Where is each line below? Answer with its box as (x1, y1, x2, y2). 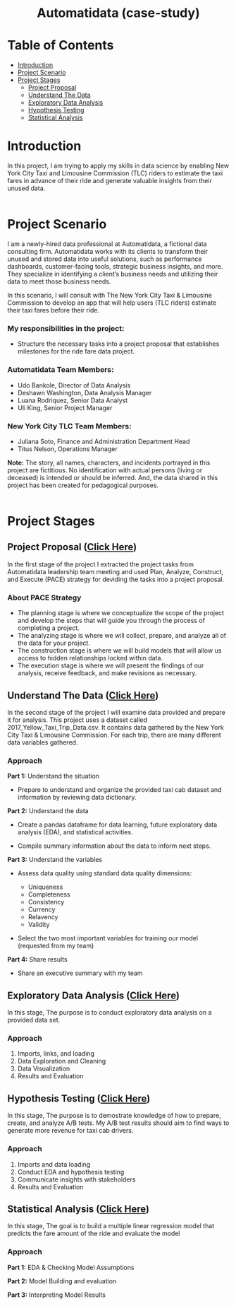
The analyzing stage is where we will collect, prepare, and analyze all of (17, 631, 227, 640)
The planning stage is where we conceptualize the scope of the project (17, 609, 224, 617)
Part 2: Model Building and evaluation (7, 1276, 117, 1285)
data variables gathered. (7, 738, 78, 747)
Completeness (27, 890, 70, 899)
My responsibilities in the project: (7, 323, 125, 333)
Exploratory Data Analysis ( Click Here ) (7, 989, 180, 1001)
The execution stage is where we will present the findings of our (17, 661, 204, 670)
